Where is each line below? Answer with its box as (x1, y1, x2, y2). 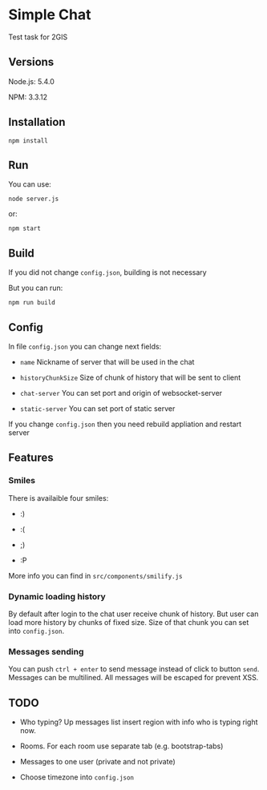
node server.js (8, 195, 59, 204)
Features (8, 451, 54, 465)
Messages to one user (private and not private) (19, 757, 176, 767)
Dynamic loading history (8, 590, 106, 602)
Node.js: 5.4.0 (8, 76, 55, 86)
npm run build (8, 299, 56, 307)
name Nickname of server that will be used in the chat (19, 357, 195, 366)
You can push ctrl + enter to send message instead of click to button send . (8, 664, 260, 674)
